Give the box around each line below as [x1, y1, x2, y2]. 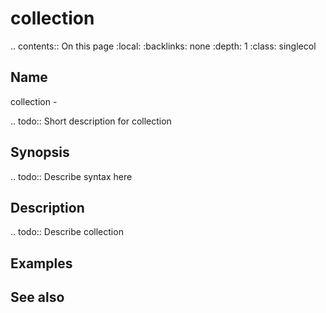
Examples [10, 255, 73, 272]
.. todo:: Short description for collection [10, 115, 172, 127]
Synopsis [10, 144, 70, 161]
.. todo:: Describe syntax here [10, 170, 133, 182]
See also [10, 289, 65, 306]
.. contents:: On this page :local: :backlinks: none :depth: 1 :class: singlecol [10, 40, 317, 52]
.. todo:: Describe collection [10, 226, 124, 238]
